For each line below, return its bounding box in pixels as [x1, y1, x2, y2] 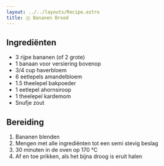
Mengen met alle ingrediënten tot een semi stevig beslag [15, 140, 158, 147]
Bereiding [6, 117, 44, 127]
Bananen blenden [15, 133, 60, 141]
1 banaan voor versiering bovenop [15, 60, 102, 67]
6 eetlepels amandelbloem [15, 73, 83, 80]
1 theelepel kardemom [15, 92, 72, 100]
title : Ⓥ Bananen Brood [6, 15, 69, 21]
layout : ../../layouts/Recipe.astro [6, 9, 100, 15]
